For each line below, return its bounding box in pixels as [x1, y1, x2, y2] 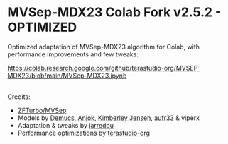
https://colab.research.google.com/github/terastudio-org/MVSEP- [7, 64, 201, 72]
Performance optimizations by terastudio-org [17, 128, 151, 137]
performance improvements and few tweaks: [7, 50, 139, 59]
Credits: [7, 92, 31, 101]
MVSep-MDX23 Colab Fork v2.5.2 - [7, 4, 222, 20]
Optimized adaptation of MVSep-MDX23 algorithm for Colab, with [7, 42, 200, 51]
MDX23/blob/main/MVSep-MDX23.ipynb [7, 71, 127, 80]
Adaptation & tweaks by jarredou [17, 121, 114, 129]
